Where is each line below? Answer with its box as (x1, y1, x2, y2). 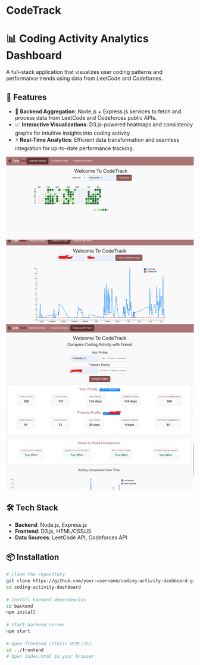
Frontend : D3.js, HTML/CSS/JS (14, 528, 92, 535)
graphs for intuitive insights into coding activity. (14, 129, 132, 136)
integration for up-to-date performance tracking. (14, 144, 135, 152)
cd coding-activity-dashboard (6, 584, 82, 590)
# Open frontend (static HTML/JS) (6, 641, 92, 647)
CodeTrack (6, 4, 61, 17)
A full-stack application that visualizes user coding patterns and (6, 69, 162, 76)
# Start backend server (6, 622, 65, 628)
